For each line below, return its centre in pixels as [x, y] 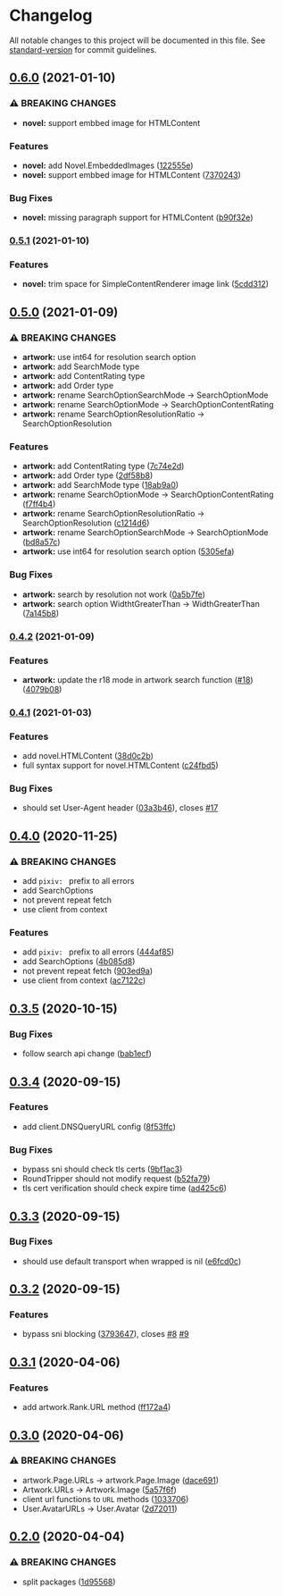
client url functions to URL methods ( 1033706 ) [105, 1499]
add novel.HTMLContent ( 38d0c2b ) [88, 756]
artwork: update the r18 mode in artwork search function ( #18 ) [137, 679]
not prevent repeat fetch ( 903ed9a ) [87, 971]
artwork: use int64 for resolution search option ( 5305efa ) [128, 551]
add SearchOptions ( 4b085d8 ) [79, 962]
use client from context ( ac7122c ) [84, 980]
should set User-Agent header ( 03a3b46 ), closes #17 [120, 808]
